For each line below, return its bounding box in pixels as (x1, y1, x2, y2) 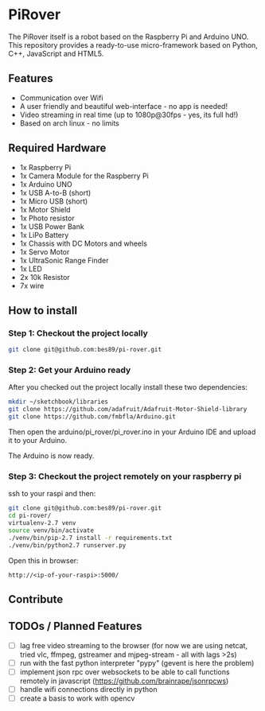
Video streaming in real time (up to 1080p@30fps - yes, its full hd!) (19, 110, 239, 119)
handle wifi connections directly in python (19, 684, 158, 694)
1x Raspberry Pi (19, 162, 72, 172)
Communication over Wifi (19, 93, 103, 103)
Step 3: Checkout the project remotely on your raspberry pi (8, 471, 242, 482)
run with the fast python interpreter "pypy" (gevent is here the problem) (19, 658, 255, 667)
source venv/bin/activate (8, 526, 94, 534)
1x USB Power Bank (19, 221, 85, 231)
